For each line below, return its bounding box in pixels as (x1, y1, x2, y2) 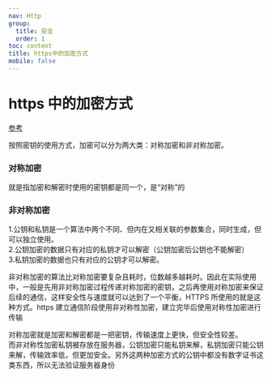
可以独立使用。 (8, 234, 58, 244)
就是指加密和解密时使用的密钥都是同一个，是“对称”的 (8, 182, 185, 192)
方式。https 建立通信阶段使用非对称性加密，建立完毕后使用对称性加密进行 (15, 302, 261, 312)
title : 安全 (15, 27, 54, 35)
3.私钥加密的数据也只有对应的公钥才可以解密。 (8, 255, 164, 264)
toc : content (8, 42, 53, 50)
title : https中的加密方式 (8, 49, 89, 58)
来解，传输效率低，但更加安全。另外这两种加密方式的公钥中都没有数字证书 (8, 350, 257, 360)
